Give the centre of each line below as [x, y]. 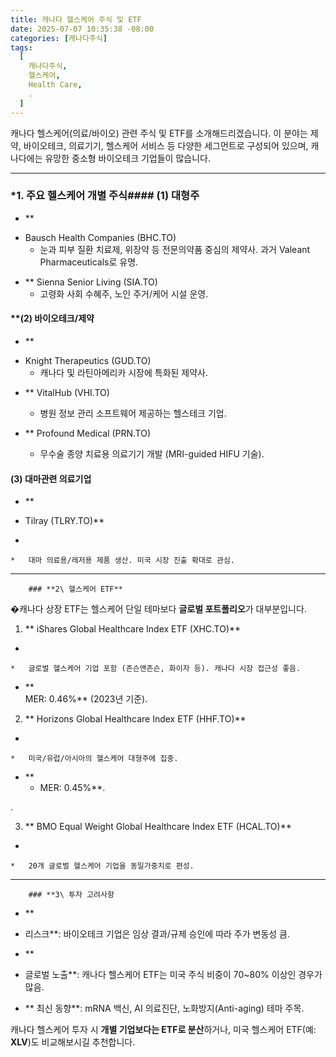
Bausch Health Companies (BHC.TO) [100, 237]
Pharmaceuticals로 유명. [89, 262]
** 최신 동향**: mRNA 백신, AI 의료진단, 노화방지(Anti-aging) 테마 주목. [164, 1008]
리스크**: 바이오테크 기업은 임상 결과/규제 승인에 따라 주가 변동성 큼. [157, 934]
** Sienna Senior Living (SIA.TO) [91, 282]
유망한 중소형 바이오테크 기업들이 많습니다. [127, 158]
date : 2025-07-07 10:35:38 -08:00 [82, 29]
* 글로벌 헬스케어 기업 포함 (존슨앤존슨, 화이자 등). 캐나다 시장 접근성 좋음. [156, 669]
